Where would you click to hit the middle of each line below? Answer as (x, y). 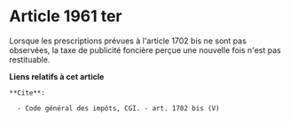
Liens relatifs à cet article (57, 76)
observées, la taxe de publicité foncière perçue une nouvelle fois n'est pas (145, 50)
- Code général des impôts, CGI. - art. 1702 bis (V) (118, 108)
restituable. (30, 59)
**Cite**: (27, 93)
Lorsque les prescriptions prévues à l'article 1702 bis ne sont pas (128, 41)
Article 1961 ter (66, 16)
